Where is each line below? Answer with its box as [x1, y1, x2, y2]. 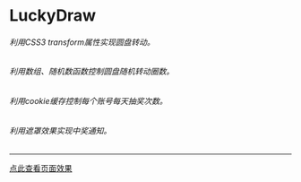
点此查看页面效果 [9, 163, 73, 174]
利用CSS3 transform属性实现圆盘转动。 [9, 37, 155, 48]
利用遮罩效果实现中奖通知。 [9, 125, 112, 135]
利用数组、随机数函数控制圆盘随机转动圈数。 [9, 66, 175, 77]
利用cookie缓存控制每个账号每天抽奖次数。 [9, 96, 168, 106]
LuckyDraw [9, 5, 97, 26]
